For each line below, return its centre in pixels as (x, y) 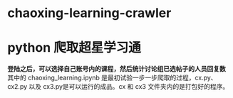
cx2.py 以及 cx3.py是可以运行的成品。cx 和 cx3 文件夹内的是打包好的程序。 (118, 87)
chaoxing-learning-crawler (89, 13)
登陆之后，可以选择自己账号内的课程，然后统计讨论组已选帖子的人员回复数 (116, 69)
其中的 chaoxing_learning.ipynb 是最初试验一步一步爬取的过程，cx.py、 (112, 78)
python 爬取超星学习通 (74, 48)
